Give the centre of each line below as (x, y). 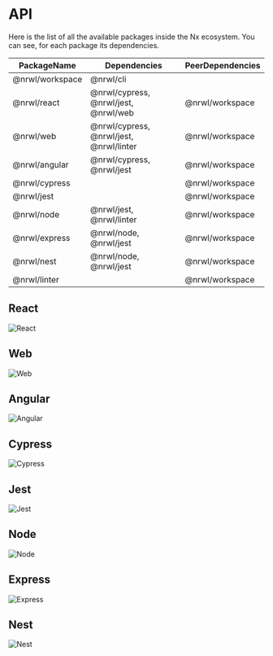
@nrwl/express (41, 238)
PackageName (48, 65)
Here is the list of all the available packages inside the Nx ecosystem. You (132, 37)
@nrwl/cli (108, 79)
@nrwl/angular (41, 164)
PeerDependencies (223, 65)
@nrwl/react (36, 103)
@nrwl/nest (35, 261)
